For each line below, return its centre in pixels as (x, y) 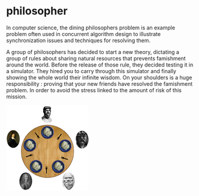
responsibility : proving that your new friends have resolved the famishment (99, 84)
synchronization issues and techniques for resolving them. (79, 40)
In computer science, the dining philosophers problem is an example (91, 28)
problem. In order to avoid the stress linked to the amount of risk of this (94, 90)
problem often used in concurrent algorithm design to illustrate (83, 34)
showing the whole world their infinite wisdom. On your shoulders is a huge (99, 77)
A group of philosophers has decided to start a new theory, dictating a (93, 52)
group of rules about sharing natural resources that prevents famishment (96, 58)
